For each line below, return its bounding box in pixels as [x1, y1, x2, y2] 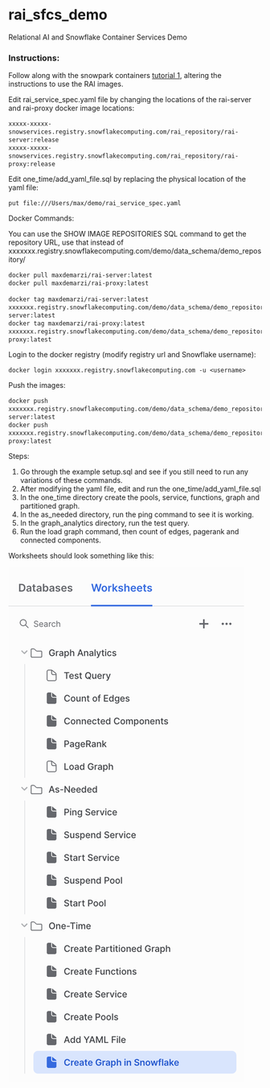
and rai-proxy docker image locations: [8, 103, 135, 113]
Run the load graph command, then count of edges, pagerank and [19, 527, 239, 537]
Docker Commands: [8, 213, 75, 223]
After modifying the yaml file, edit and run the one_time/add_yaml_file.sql [19, 484, 261, 494]
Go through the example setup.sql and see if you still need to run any [19, 467, 249, 476]
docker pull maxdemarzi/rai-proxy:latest [8, 279, 149, 287]
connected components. [19, 535, 102, 545]
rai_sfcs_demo [8, 6, 108, 24]
